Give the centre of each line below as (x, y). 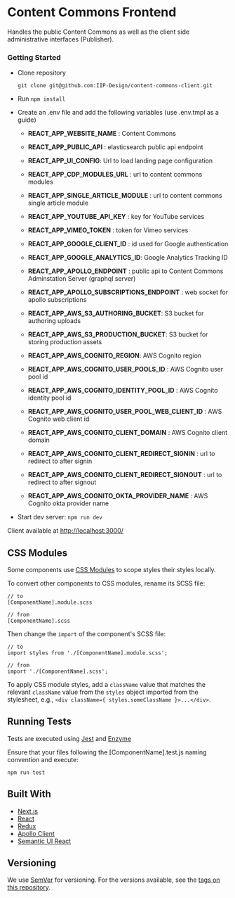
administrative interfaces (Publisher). (61, 39)
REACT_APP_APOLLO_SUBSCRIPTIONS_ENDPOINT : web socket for (128, 292)
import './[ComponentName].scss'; (58, 672)
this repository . (29, 887)
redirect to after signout (62, 482)
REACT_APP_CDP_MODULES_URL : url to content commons (115, 175)
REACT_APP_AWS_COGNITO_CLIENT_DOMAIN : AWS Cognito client (128, 433)
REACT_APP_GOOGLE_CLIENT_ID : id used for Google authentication (128, 244)
